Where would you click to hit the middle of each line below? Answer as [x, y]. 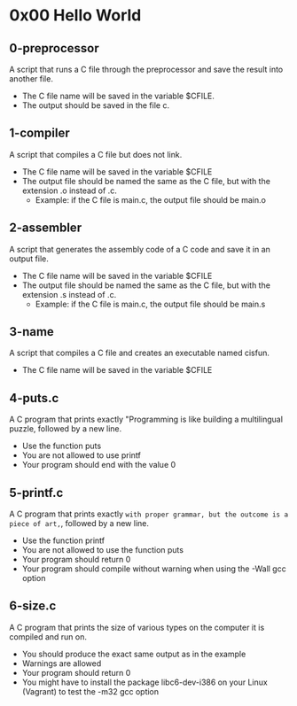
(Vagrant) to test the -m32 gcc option [90, 691]
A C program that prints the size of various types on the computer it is [137, 627]
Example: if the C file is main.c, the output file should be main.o [150, 199]
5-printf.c [36, 493]
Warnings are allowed [62, 663]
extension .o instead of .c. [69, 190]
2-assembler [46, 228]
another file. [31, 79]
